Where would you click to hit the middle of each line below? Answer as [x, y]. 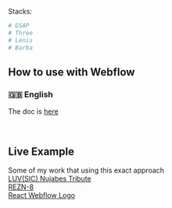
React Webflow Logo [42, 195]
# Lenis [21, 40]
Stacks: [20, 11]
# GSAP [19, 26]
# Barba [21, 47]
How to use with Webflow [72, 72]
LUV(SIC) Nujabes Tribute [50, 179]
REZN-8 [21, 187]
